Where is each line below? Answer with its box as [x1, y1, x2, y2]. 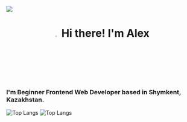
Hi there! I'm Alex [61, 27, 150, 40]
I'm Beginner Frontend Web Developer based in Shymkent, [6, 88, 182, 97]
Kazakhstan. [6, 95, 45, 104]
